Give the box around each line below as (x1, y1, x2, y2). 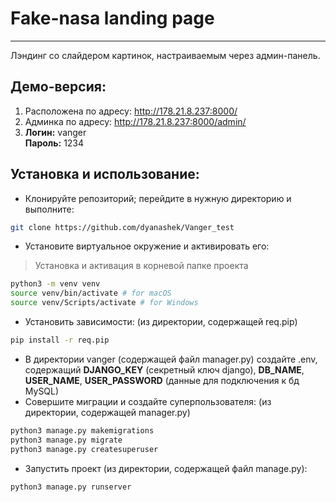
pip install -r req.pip (10, 335, 110, 346)
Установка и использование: (10, 166, 200, 183)
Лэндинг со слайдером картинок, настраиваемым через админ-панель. (10, 49, 321, 61)
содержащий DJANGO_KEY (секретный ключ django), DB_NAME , (24, 363, 305, 376)
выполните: (24, 203, 75, 215)
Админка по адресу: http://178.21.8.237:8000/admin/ (24, 115, 247, 127)
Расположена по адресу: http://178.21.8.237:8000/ (24, 105, 238, 117)
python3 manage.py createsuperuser (10, 444, 159, 454)
